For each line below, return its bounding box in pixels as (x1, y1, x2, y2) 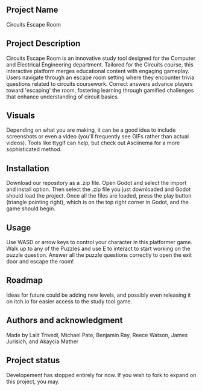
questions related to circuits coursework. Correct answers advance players (6, 80, 193, 87)
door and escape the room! (6, 258, 74, 265)
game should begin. (6, 205, 56, 212)
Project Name (6, 5, 58, 15)
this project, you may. (6, 378, 60, 385)
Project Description (6, 39, 81, 49)
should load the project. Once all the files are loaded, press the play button (6, 192, 192, 199)
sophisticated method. (6, 146, 62, 153)
